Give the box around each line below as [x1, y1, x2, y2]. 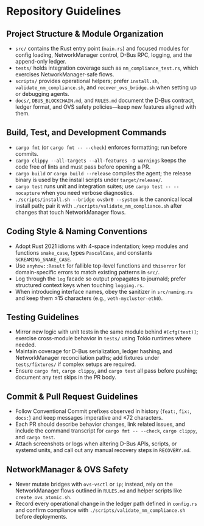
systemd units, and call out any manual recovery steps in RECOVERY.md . [15, 447, 191, 454]
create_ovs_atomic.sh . [15, 494, 72, 501]
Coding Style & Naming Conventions [6, 226, 147, 236]
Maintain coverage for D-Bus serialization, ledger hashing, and [15, 348, 172, 355]
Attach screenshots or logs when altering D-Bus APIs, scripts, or [15, 440, 177, 447]
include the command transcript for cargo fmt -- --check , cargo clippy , [15, 427, 198, 434]
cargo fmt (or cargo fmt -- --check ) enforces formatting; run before [15, 144, 188, 151]
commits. [15, 150, 38, 157]
